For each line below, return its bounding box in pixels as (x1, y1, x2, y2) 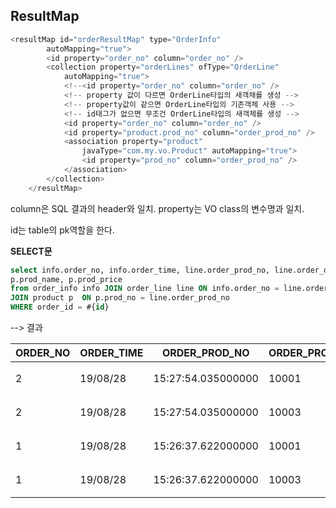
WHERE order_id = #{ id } (10, 302, 110, 313)
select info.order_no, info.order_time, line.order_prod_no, (10, 265, 271, 275)
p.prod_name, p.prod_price (10, 274, 123, 284)
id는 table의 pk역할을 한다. (10, 224, 115, 236)
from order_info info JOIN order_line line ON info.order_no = (10, 284, 280, 294)
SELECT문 (10, 245, 53, 257)
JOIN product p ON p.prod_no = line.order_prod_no (10, 293, 230, 303)
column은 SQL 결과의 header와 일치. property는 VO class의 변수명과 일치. (10, 202, 305, 214)
